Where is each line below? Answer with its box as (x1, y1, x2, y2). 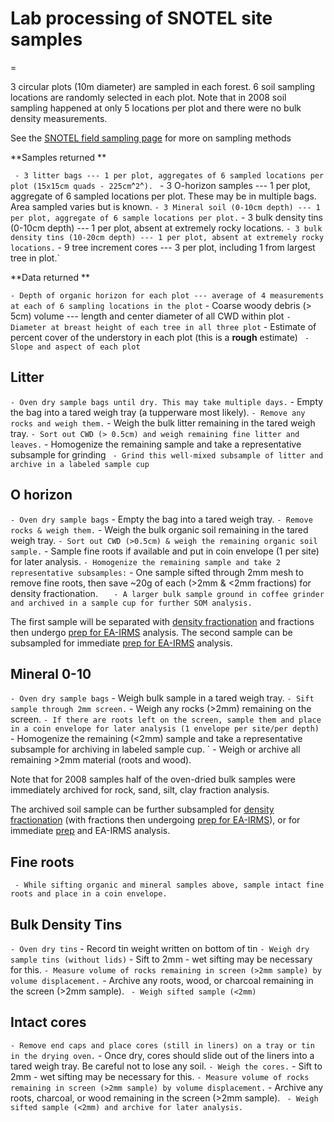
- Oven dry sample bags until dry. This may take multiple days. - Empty (10, 395, 324, 407)
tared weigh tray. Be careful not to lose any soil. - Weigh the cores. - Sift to (10, 1060, 323, 1072)
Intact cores (10, 1014, 87, 1031)
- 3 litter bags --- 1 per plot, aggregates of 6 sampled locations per (14, 170, 325, 181)
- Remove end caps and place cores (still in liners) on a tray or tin (10, 1040, 315, 1051)
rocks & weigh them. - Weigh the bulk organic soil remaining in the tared (10, 523, 309, 536)
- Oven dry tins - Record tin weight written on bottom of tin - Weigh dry (10, 943, 310, 954)
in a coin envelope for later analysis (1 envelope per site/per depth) (10, 724, 320, 734)
